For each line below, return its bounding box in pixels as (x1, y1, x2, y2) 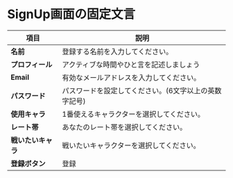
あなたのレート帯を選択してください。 (62, 122, 187, 132)
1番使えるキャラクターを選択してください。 (62, 109, 205, 119)
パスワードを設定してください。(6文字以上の (62, 86, 208, 95)
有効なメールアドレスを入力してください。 (62, 72, 201, 82)
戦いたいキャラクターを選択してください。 (62, 140, 201, 150)
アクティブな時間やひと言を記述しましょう (62, 60, 200, 70)
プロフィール (10, 60, 53, 70)
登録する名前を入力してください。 (62, 47, 173, 56)
